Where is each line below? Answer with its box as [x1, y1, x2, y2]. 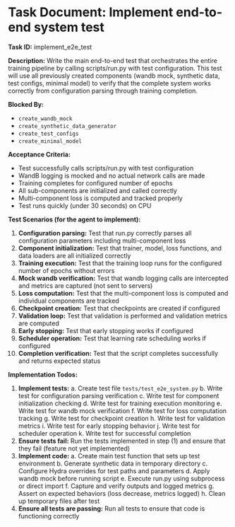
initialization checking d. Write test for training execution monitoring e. [18, 399, 222, 407]
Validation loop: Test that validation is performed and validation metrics [18, 311, 228, 320]
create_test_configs [18, 130, 79, 137]
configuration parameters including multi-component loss [18, 236, 186, 245]
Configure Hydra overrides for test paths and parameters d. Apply [18, 466, 210, 475]
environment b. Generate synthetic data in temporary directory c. [18, 459, 207, 468]
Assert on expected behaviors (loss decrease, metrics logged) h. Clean [18, 489, 226, 497]
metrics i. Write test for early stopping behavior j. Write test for [18, 422, 200, 430]
